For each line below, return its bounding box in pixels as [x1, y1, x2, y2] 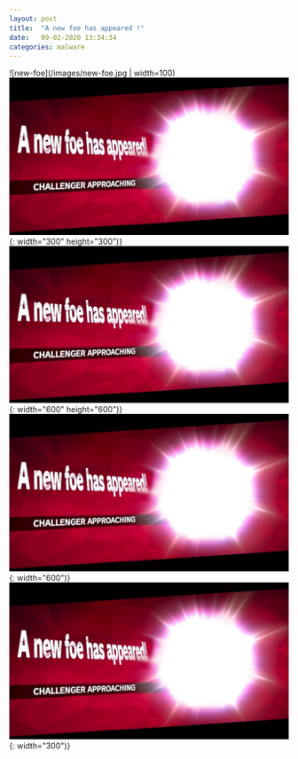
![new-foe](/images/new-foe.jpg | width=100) [9, 67, 176, 79]
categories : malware [9, 43, 86, 51]
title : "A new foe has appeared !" [9, 23, 145, 33]
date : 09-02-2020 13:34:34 [9, 33, 117, 42]
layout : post [9, 14, 58, 23]
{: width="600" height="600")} [9, 404, 123, 415]
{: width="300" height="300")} [9, 236, 122, 246]
